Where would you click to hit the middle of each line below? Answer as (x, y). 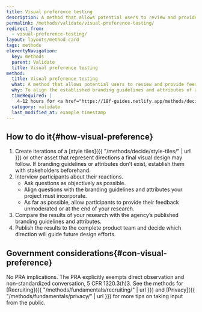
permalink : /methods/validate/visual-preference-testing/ (80, 23)
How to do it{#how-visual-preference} (80, 137)
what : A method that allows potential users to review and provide (98, 85)
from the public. (26, 302)
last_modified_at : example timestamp (59, 112)
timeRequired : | (32, 96)
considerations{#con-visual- (112, 253)
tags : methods (24, 46)
